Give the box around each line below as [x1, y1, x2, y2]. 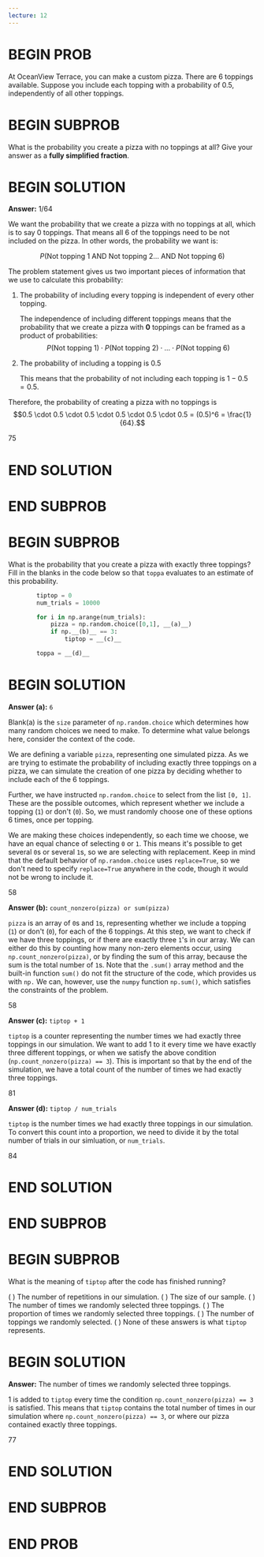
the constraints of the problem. [8, 985, 109, 994]
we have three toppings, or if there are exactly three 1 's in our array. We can [8, 934, 255, 944]
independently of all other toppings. [8, 88, 125, 98]
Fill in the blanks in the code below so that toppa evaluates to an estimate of [8, 567, 254, 577]
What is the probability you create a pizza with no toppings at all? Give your [8, 142, 254, 152]
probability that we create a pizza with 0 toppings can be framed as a [19, 323, 246, 332]
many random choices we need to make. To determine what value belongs [8, 725, 251, 735]
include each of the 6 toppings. [8, 774, 110, 784]
